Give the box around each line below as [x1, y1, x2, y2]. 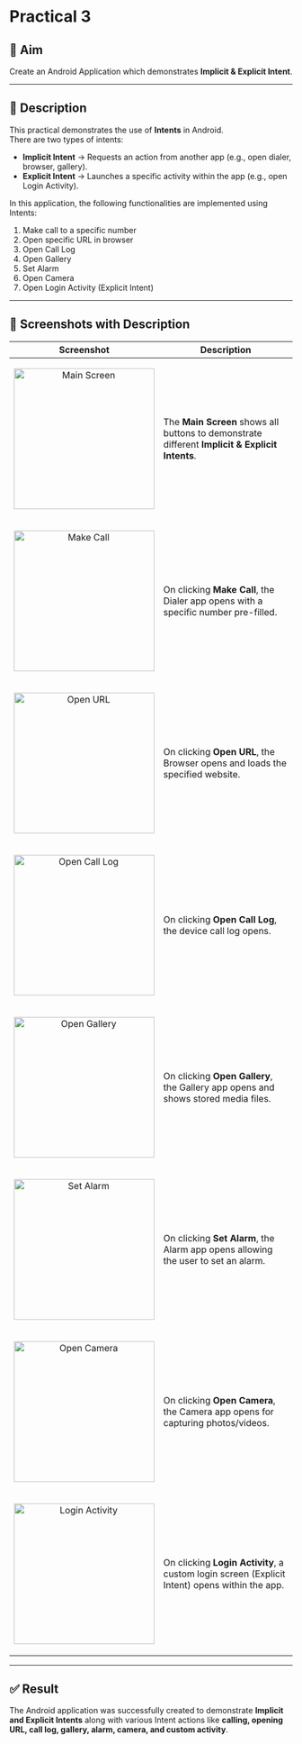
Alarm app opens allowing [163, 1243, 273, 1256]
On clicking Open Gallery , [163, 1069, 273, 1082]
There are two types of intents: [9, 133, 124, 145]
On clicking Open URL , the [163, 745, 276, 758]
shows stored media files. [163, 1092, 271, 1104]
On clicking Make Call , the [163, 583, 275, 595]
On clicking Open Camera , [163, 1394, 276, 1406]
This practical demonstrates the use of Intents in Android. [9, 124, 224, 135]
